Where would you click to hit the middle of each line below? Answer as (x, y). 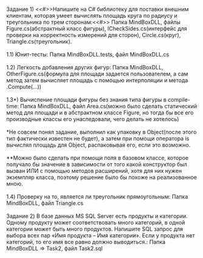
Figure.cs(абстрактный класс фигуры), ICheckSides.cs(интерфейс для (97, 29)
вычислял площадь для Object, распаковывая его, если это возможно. (98, 145)
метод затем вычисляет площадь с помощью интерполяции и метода (97, 80)
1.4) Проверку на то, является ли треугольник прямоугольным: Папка (97, 197)
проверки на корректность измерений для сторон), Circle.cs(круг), (94, 35)
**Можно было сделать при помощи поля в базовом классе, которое (98, 158)
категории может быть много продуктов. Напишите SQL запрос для (95, 229)
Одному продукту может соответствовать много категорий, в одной (96, 222)
